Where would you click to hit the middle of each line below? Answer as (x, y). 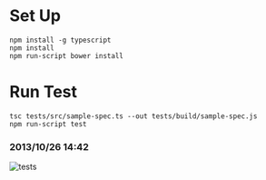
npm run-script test (49, 124)
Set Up (35, 16)
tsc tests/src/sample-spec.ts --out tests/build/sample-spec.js (133, 116)
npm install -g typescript (60, 40)
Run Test (43, 92)
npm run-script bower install (67, 55)
